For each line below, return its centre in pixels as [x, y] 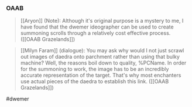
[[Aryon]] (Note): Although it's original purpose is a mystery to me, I [102, 21]
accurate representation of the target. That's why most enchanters [101, 75]
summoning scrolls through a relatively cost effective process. [95, 33]
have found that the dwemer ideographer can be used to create [97, 27]
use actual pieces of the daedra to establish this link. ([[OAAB [95, 81]
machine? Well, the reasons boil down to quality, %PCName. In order [103, 63]
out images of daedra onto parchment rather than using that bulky [100, 57]
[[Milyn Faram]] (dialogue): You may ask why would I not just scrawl [102, 51]
